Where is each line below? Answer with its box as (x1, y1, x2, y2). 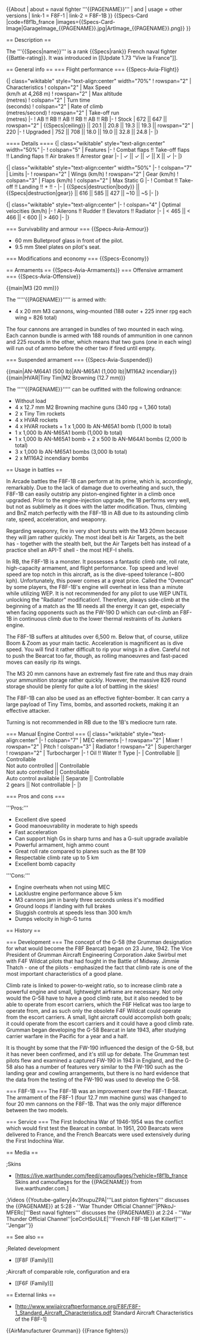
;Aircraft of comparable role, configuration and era (6, 1268, 130, 1275)
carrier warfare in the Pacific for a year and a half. (6, 1033, 129, 1040)
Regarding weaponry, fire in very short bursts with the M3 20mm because (6, 527, 187, 535)
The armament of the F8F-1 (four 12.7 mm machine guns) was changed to (6, 1094, 187, 1101)
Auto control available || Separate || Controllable (6, 775, 124, 782)
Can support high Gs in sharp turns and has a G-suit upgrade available (14, 835, 189, 842)
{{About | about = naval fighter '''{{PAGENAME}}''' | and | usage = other (6, 6, 183, 13)
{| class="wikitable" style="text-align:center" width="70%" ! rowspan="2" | (6, 78, 192, 84)
